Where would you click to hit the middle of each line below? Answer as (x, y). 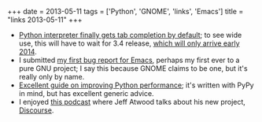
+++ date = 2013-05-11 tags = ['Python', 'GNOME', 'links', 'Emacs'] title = (125, 11)
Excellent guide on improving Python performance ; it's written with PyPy (136, 85)
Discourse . (36, 110)
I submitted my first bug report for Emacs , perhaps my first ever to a (129, 60)
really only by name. (52, 77)
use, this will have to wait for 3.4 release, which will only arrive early (129, 43)
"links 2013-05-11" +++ (45, 20)
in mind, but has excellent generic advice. (86, 93)
